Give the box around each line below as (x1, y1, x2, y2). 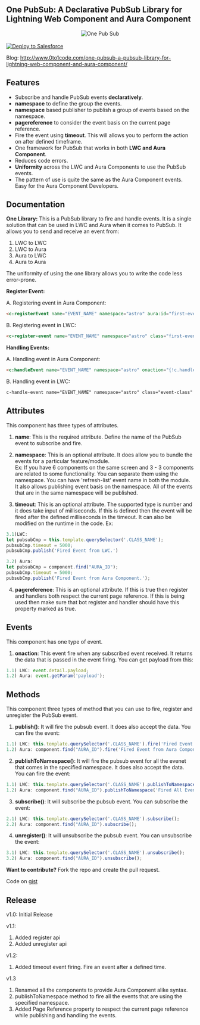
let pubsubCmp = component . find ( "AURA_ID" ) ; (6, 564, 118, 570)
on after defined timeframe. (14, 138, 83, 145)
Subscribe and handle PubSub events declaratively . (14, 94, 143, 101)
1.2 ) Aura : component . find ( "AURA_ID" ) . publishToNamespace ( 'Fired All (6, 787, 183, 793)
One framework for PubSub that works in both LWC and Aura (14, 144, 165, 151)
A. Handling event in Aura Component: (6, 356, 101, 363)
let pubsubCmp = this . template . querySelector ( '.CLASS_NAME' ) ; (6, 536, 164, 543)
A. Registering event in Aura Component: (6, 299, 107, 306)
